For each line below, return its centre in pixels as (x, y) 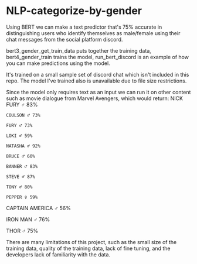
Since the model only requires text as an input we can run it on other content (98, 92)
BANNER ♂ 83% (22, 166)
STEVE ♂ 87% (21, 177)
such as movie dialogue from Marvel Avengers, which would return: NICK (95, 98)
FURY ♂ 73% (19, 125)
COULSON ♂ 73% (23, 115)
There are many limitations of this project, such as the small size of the (91, 242)
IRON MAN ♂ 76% (28, 219)
